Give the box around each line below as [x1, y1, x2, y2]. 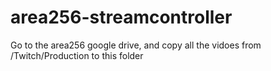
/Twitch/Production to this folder [10, 49, 144, 61]
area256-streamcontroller [10, 6, 233, 29]
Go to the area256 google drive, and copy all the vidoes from [10, 39, 262, 51]
